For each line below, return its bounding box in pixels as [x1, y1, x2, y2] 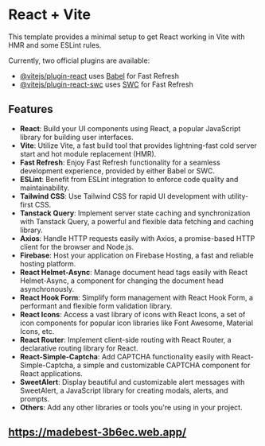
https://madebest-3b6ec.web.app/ [8, 425, 187, 439]
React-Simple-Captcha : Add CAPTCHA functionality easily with [19, 351, 231, 361]
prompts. [19, 394, 50, 403]
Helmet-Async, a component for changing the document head [19, 276, 224, 285]
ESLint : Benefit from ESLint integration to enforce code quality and [19, 174, 239, 184]
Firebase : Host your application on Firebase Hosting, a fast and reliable [19, 250, 254, 260]
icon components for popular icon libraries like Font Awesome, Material [19, 318, 253, 328]
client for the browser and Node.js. [19, 242, 134, 251]
